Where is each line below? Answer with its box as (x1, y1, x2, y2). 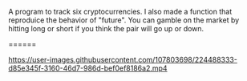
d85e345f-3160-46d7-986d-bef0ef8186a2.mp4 (8, 63, 168, 73)
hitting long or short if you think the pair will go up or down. (8, 24, 204, 33)
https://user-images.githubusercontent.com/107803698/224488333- (8, 55, 238, 64)
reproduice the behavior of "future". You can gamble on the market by (8, 15, 240, 25)
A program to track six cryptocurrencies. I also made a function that (8, 7, 233, 16)
